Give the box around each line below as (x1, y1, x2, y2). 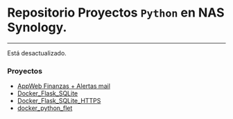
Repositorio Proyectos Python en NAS (7, 5, 225, 21)
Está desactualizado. (7, 48, 67, 57)
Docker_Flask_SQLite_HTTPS (17, 97, 101, 105)
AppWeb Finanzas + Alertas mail (17, 82, 111, 91)
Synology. (7, 19, 67, 35)
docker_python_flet (17, 104, 73, 112)
